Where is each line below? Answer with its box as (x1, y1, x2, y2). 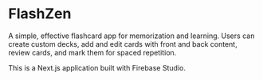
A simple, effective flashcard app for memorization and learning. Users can (8, 31, 255, 40)
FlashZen (8, 5, 72, 23)
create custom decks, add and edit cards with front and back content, (8, 39, 237, 48)
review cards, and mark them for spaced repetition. (8, 48, 177, 57)
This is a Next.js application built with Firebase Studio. (8, 63, 186, 72)
